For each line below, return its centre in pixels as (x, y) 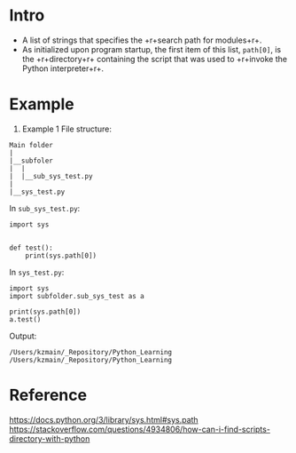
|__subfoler (31, 161)
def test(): (31, 248)
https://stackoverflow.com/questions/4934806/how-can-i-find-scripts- (140, 429)
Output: (23, 336)
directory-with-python (50, 438)
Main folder (31, 145)
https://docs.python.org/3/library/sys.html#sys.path (104, 419)
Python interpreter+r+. (63, 68)
